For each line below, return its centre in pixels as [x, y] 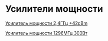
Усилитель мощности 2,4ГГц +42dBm [47, 23]
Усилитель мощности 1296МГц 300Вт [46, 33]
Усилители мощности [54, 9]
